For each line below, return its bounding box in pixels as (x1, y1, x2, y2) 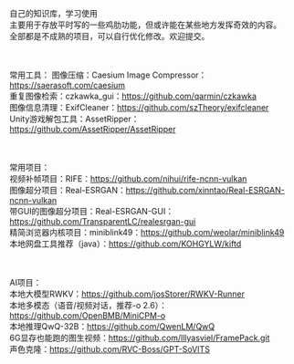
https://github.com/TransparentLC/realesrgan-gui (9, 216, 196, 226)
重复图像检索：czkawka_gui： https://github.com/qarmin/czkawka (9, 90, 257, 101)
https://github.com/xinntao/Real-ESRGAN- (125, 185, 285, 195)
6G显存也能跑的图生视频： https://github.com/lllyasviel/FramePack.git (9, 332, 270, 343)
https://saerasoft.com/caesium (9, 80, 126, 90)
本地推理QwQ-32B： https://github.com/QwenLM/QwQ (9, 321, 215, 331)
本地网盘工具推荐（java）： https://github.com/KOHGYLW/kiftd (9, 238, 242, 249)
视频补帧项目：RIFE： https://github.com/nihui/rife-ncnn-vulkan (9, 173, 247, 184)
